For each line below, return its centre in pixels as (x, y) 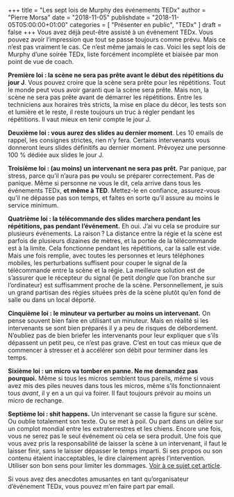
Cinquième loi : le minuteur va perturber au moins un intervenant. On (109, 313)
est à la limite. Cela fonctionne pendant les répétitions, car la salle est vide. (115, 248)
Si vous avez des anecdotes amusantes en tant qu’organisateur (99, 479)
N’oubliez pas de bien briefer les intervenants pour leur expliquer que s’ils (113, 335)
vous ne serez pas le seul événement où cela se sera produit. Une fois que (115, 436)
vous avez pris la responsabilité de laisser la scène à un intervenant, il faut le (117, 443)
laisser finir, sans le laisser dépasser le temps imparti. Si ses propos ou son (115, 451)
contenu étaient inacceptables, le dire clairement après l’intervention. (107, 458)
